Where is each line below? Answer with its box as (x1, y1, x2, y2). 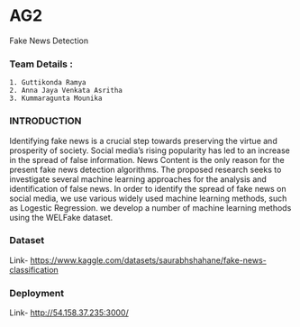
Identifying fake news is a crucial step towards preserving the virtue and (9, 135, 277, 146)
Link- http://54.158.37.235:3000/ (9, 307, 129, 318)
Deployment (9, 286, 65, 299)
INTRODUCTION (9, 114, 82, 127)
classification (9, 264, 59, 275)
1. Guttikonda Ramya (9, 78, 87, 87)
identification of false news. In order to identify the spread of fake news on (9, 183, 286, 194)
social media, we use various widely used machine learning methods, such (9, 193, 287, 204)
